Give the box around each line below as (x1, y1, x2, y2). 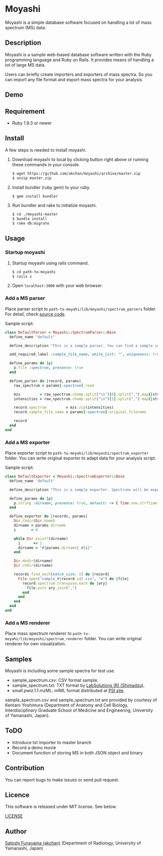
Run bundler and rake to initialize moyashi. (12, 203, 97, 209)
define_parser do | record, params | (9, 378, 81, 384)
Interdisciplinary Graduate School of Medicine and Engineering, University (5, 707, 153, 713)
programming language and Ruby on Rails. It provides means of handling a (5, 57, 154, 63)
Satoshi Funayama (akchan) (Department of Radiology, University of (5, 840, 141, 846)
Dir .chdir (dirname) (14, 563, 53, 568)
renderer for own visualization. (5, 641, 66, 647)
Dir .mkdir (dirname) (14, 559, 53, 563)
